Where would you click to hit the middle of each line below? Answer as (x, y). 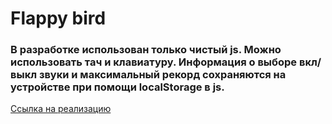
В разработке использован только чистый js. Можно (146, 50)
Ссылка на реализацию (61, 109)
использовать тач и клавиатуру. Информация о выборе (154, 62)
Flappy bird (58, 18)
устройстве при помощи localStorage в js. (117, 87)
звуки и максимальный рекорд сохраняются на (162, 75)
